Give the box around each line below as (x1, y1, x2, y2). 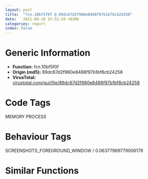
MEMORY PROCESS (5, 114, 46, 120)
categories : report (5, 21, 46, 26)
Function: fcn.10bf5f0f (12, 64, 59, 70)
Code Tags (5, 97, 51, 109)
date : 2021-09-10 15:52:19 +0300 (5, 16, 79, 21)
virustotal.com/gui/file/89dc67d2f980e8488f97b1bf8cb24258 (12, 80, 140, 86)
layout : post (5, 7, 32, 12)
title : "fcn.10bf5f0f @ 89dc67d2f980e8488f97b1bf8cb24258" (5, 12, 133, 17)
